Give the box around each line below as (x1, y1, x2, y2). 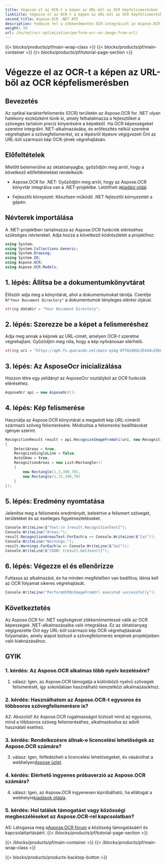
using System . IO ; (5, 255, 41, 261)
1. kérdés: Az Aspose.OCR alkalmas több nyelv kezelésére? (5, 667, 150, 674)
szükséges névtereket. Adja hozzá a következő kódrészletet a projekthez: (5, 232, 155, 238)
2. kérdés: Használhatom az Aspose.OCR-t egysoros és (5, 696, 141, 703)
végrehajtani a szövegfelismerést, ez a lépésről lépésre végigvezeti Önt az (5, 131, 157, 137)
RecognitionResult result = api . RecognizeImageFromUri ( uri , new (5, 437, 140, 442)
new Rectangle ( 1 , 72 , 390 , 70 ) (23, 474, 81, 479)
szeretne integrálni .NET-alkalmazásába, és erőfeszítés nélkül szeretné (5, 126, 150, 132)
